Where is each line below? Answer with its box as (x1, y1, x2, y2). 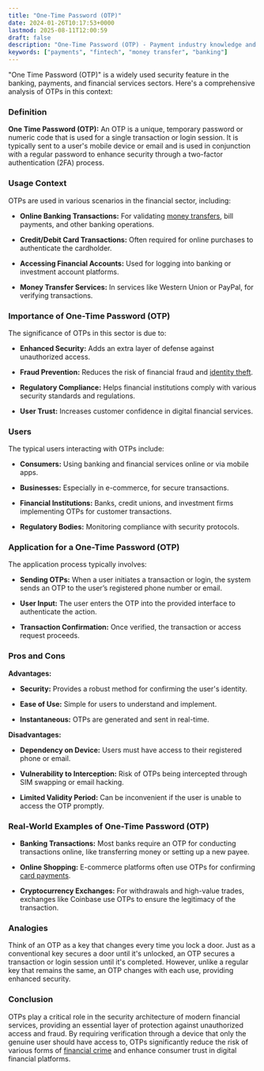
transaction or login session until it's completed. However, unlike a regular (8, 957, 249, 967)
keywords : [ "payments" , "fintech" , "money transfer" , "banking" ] (8, 48, 228, 56)
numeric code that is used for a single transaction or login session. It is (8, 133, 239, 142)
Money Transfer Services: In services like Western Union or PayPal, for (19, 282, 255, 292)
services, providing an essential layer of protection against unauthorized (8, 1020, 243, 1030)
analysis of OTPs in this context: (8, 87, 113, 96)
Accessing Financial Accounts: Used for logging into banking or (19, 258, 232, 268)
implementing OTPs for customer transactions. (19, 507, 172, 516)
